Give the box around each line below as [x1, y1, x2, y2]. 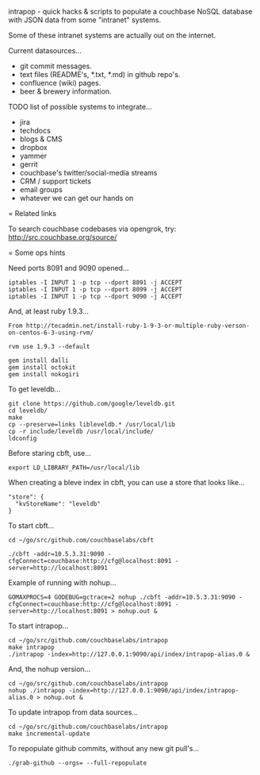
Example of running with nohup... [8, 578, 117, 587]
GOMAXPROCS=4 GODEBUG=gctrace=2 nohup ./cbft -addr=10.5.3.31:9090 [8, 593, 236, 601]
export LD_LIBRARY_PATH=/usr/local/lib [8, 464, 140, 472]
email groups [19, 185, 63, 194]
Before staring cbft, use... [8, 449, 91, 457]
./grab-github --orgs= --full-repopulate [8, 759, 147, 767]
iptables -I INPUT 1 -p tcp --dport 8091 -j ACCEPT [8, 279, 182, 287]
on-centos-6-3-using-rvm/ [8, 329, 94, 337]
